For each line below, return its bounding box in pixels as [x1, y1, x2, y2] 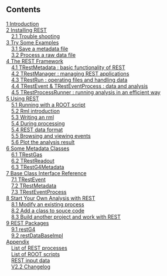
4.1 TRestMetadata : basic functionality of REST [11, 64, 126, 71]
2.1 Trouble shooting [11, 32, 60, 40]
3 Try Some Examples [6, 39, 59, 46]
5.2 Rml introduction [11, 107, 60, 114]
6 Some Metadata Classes [6, 145, 70, 152]
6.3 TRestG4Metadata [11, 163, 64, 171]
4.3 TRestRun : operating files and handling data [11, 76, 128, 83]
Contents [6, 5, 41, 15]
